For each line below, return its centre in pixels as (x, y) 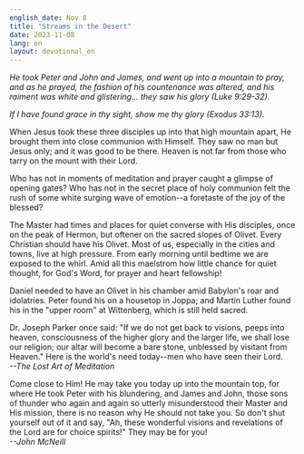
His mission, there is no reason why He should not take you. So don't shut (147, 413)
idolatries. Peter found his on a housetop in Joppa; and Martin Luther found (150, 301)
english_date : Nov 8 (49, 18)
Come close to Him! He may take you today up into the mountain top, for (144, 384)
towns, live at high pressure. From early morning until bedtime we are (139, 254)
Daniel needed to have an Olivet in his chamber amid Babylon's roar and (144, 291)
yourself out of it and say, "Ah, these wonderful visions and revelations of (146, 422)
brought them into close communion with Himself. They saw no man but (144, 142)
